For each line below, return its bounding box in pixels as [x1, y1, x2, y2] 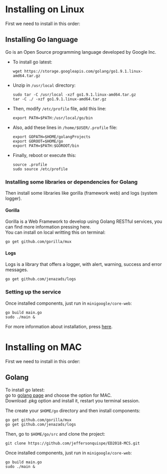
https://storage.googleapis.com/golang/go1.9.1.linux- [24, 69, 143, 74]
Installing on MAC [5, 341, 82, 353]
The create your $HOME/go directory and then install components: [5, 408, 141, 414]
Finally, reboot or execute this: [12, 152, 76, 158]
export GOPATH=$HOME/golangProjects [12, 134, 91, 139]
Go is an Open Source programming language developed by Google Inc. [5, 49, 157, 55]
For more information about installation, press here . [5, 323, 113, 329]
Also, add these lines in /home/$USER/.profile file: [12, 124, 118, 130]
